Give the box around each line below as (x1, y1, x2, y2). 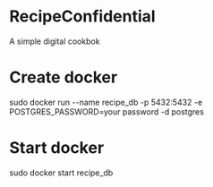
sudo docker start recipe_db (9, 167, 114, 178)
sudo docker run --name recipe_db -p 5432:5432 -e (9, 97, 203, 107)
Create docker (9, 67, 118, 88)
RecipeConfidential (9, 6, 156, 27)
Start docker (9, 138, 105, 158)
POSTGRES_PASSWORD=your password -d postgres (9, 106, 204, 117)
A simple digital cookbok (9, 36, 100, 47)
